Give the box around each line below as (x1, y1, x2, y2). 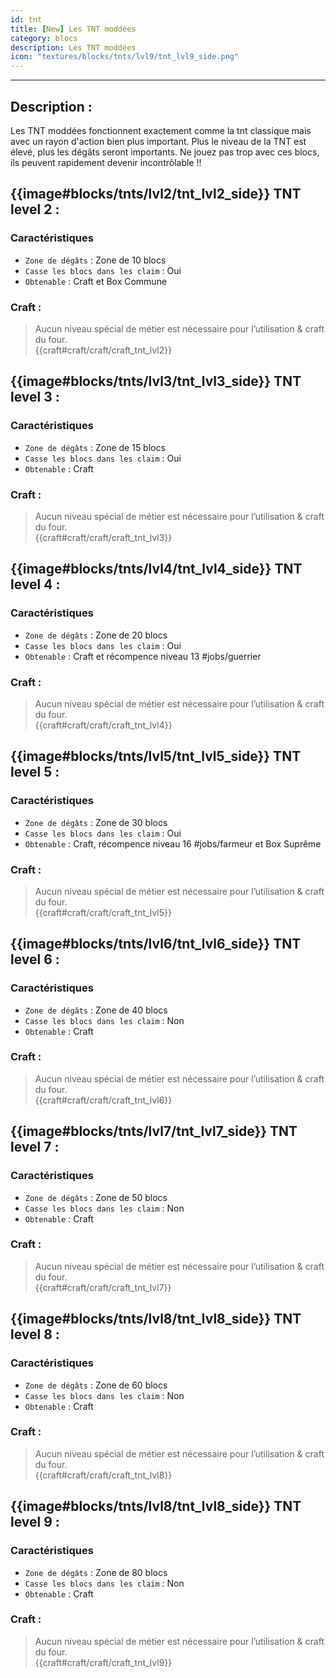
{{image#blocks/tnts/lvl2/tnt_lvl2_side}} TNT (10, 186, 302, 203)
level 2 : (10, 201, 60, 218)
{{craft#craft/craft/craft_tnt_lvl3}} (34, 531, 173, 543)
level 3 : (10, 389, 60, 406)
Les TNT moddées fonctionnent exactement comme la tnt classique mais (10, 124, 312, 136)
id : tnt (10, 14, 43, 25)
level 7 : (10, 1139, 60, 1156)
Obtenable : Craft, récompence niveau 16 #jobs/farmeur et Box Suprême (24, 837, 322, 850)
